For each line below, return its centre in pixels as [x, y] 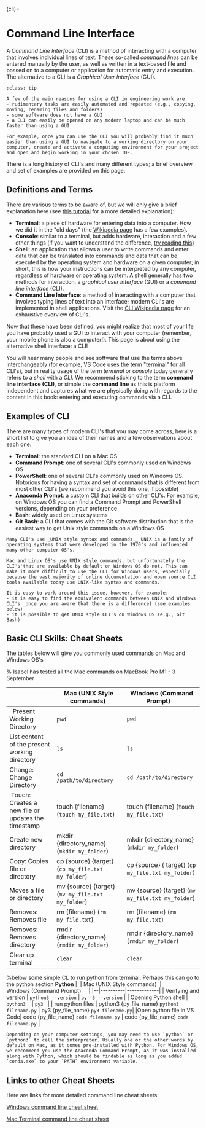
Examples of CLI [38, 416]
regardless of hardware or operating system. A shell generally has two [104, 275]
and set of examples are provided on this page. [66, 170]
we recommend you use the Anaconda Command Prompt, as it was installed [101, 1051]
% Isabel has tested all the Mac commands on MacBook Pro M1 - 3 [91, 672]
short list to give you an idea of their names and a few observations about [99, 437]
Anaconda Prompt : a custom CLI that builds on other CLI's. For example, [107, 495]
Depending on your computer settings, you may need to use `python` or [100, 1035]
